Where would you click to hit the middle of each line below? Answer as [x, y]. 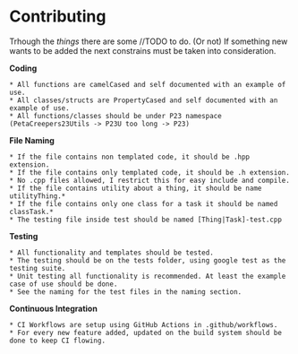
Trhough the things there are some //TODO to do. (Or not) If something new [149, 41]
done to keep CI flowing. [57, 341]
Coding [23, 68]
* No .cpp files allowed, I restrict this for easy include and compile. [150, 180]
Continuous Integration [54, 308]
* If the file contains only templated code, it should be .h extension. [150, 172]
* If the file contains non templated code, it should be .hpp [130, 157]
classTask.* [31, 212]
